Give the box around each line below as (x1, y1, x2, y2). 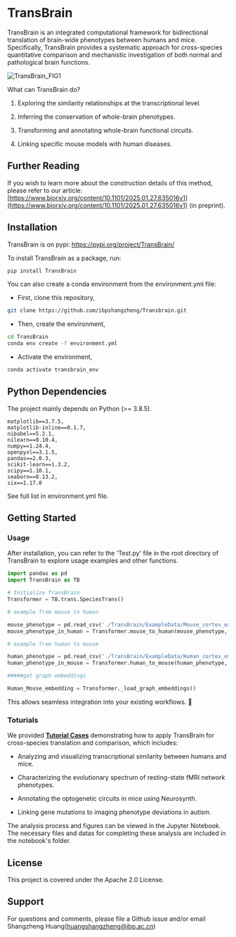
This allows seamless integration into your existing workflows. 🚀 (7, 697, 192, 706)
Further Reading (7, 160, 80, 172)
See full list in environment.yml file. (7, 492, 109, 500)
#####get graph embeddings (7, 672, 86, 679)
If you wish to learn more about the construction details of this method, (7, 178, 213, 187)
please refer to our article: (7, 186, 83, 195)
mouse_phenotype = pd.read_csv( (7, 621, 102, 628)
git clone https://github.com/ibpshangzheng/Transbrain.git (7, 307, 188, 314)
